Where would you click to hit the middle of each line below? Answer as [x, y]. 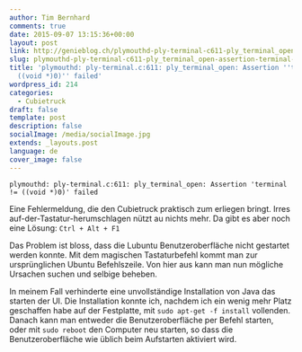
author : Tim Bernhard [50, 18]
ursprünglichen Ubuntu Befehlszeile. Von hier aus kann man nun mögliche [147, 264]
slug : [19, 59]
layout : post [34, 43]
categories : [31, 92]
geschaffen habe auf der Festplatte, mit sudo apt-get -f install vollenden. [150, 310]
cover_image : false [46, 159]
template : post [38, 118]
